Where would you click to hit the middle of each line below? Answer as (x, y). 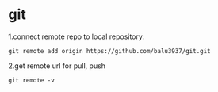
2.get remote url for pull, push (57, 66)
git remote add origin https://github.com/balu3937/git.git (110, 51)
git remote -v (32, 80)
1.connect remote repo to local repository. (76, 36)
